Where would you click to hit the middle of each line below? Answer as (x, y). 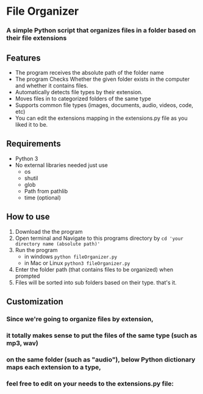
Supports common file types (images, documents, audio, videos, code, (104, 105)
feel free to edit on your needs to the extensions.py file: (90, 384)
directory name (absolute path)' (58, 244)
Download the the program (49, 231)
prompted (27, 276)
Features (23, 58)
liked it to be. (31, 124)
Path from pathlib (46, 191)
